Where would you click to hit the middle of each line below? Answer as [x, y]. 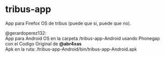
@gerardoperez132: [26, 33]
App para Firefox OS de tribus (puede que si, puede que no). [68, 23]
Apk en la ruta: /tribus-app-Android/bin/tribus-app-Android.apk [71, 49]
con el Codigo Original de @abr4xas [43, 43]
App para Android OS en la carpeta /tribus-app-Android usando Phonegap [82, 38]
